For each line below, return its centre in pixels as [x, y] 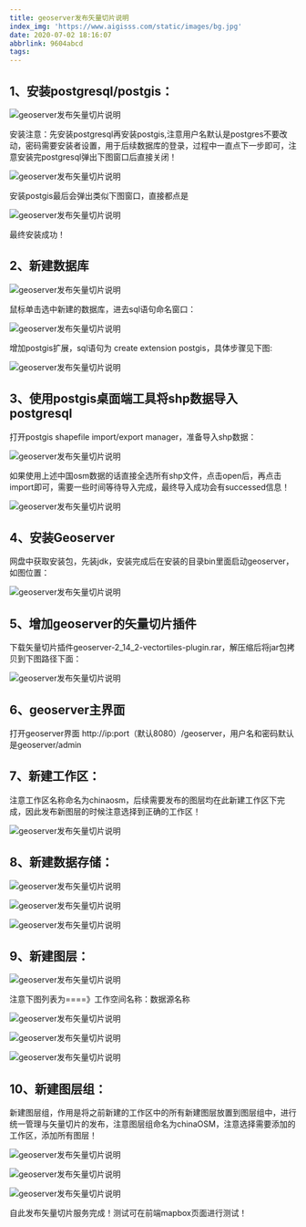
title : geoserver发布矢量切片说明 [69, 18]
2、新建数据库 [49, 266]
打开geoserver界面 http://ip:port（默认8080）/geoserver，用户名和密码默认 [152, 733]
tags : [20, 52]
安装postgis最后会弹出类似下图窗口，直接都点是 [99, 195]
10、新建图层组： [58, 1089]
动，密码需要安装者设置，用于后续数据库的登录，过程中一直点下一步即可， [149, 145]
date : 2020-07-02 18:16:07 [61, 35]
